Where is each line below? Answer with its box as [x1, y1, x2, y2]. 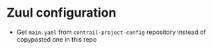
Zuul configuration [6, 5, 117, 21]
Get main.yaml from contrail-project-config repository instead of [16, 28, 206, 36]
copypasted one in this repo [16, 35, 97, 43]
